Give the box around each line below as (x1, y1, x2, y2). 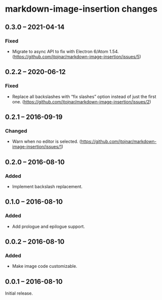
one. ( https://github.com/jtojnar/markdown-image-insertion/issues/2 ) (12, 99, 151, 104)
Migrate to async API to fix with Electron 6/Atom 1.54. (12, 48, 119, 54)
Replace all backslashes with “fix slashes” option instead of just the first (12, 94, 157, 100)
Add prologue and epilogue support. (12, 223, 85, 229)
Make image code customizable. (12, 263, 77, 269)
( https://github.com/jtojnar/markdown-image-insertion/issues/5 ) (12, 54, 141, 60)
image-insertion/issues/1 (12, 144, 62, 150)
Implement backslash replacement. (12, 183, 83, 189)
